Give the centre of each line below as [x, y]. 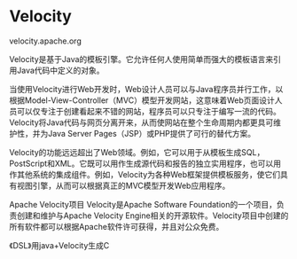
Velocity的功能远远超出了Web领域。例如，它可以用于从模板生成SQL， [137, 152]
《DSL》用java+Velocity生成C [59, 245]
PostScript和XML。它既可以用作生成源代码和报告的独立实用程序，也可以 [141, 163]
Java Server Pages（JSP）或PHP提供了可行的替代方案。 [151, 133]
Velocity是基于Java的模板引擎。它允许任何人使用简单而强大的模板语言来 [141, 59]
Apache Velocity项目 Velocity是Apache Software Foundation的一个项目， [143, 204]
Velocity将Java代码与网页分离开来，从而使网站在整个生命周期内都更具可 [141, 122]
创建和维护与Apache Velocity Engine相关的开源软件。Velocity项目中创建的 [152, 216]
